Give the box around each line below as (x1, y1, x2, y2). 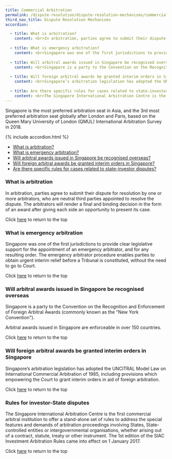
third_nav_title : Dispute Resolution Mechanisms (5, 17, 111, 22)
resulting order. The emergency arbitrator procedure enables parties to (5, 252, 155, 258)
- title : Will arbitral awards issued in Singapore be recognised (10, 60, 155, 65)
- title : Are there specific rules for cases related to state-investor (10, 88, 168, 94)
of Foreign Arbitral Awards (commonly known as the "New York (5, 309, 139, 315)
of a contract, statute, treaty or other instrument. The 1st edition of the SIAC (5, 432, 165, 438)
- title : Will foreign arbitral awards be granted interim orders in (10, 74, 161, 80)
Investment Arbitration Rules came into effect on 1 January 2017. (5, 438, 141, 444)
